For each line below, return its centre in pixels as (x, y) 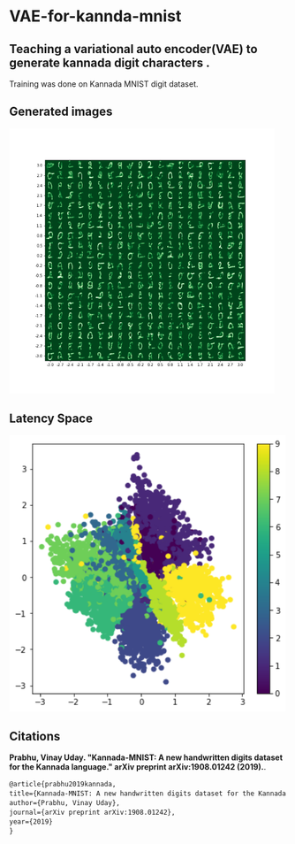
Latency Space (51, 419)
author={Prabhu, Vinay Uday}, (65, 803)
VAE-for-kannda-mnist (95, 16)
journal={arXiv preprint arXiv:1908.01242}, (92, 813)
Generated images (61, 112)
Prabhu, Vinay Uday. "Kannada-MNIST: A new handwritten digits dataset (146, 757)
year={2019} (31, 821)
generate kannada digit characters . (110, 62)
